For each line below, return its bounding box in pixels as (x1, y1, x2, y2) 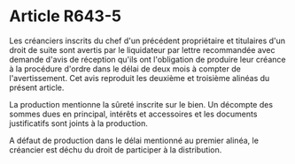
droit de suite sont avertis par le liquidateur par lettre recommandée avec (9, 44, 276, 55)
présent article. (9, 82, 65, 93)
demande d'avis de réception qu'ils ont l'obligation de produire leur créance (9, 54, 286, 64)
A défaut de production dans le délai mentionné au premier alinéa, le (9, 135, 260, 145)
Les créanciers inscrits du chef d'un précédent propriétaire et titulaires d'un (9, 35, 286, 46)
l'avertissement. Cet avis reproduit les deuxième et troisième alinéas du (9, 72, 270, 83)
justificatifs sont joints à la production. (9, 117, 149, 129)
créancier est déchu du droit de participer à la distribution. (9, 144, 222, 155)
